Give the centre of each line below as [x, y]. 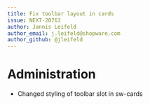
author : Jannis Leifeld [42, 27]
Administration [52, 75]
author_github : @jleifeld [45, 40]
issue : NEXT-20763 [34, 20]
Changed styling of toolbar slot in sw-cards [80, 94]
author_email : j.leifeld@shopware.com [64, 33]
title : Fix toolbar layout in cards [61, 14]
